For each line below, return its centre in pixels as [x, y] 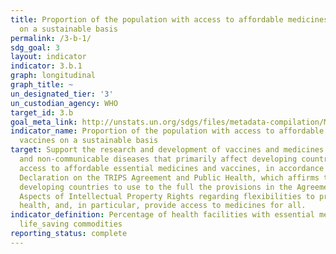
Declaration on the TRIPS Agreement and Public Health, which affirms [169, 177]
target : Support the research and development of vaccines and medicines [167, 150]
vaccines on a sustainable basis [89, 141]
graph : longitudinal [53, 76]
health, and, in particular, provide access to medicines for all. [163, 206]
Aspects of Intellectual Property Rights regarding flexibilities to [167, 196]
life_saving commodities [71, 224]
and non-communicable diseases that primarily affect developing [158, 159]
